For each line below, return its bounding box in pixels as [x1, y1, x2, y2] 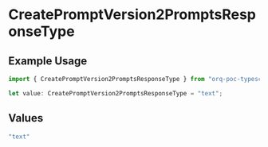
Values [8, 111, 44, 125]
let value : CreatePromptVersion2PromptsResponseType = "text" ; [8, 89, 223, 97]
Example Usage [8, 54, 88, 68]
